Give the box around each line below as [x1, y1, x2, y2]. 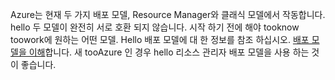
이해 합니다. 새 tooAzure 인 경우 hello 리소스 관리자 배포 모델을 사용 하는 [28, 46, 310, 58]
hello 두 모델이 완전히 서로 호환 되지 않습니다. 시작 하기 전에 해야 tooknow [10, 21, 300, 33]
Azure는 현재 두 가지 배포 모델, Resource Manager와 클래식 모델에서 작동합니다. [10, 9, 326, 20]
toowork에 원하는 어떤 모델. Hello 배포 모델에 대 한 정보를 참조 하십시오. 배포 [10, 34, 310, 45]
